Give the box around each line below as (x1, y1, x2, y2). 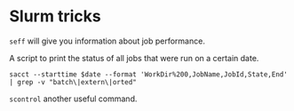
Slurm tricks (9, 6, 101, 27)
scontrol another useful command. (9, 93, 138, 104)
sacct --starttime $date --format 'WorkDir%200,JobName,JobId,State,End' (9, 69, 289, 79)
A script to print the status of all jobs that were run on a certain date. (9, 52, 259, 63)
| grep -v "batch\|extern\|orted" (9, 77, 138, 86)
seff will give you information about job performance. (9, 36, 206, 46)
